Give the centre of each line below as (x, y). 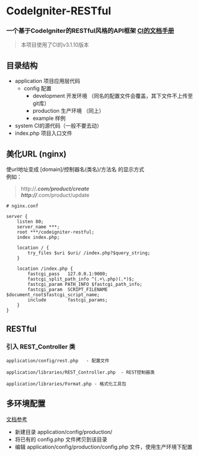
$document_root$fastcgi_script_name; (53, 295)
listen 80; (30, 222)
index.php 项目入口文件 (43, 133)
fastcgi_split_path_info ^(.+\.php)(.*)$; (81, 279)
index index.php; (38, 238)
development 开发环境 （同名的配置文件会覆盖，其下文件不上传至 (113, 96)
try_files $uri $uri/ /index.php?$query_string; (89, 253)
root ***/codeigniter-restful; (56, 232)
